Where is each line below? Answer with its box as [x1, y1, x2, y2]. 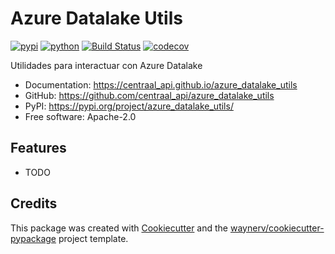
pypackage [10, 232, 57, 244]
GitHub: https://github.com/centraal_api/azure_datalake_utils [24, 89, 275, 101]
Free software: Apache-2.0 [24, 110, 137, 122]
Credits [10, 195, 58, 212]
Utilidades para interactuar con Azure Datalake [10, 59, 203, 71]
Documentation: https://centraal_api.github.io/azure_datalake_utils [24, 78, 298, 91]
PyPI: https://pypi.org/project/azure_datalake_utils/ [24, 100, 234, 112]
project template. [58, 232, 129, 244]
